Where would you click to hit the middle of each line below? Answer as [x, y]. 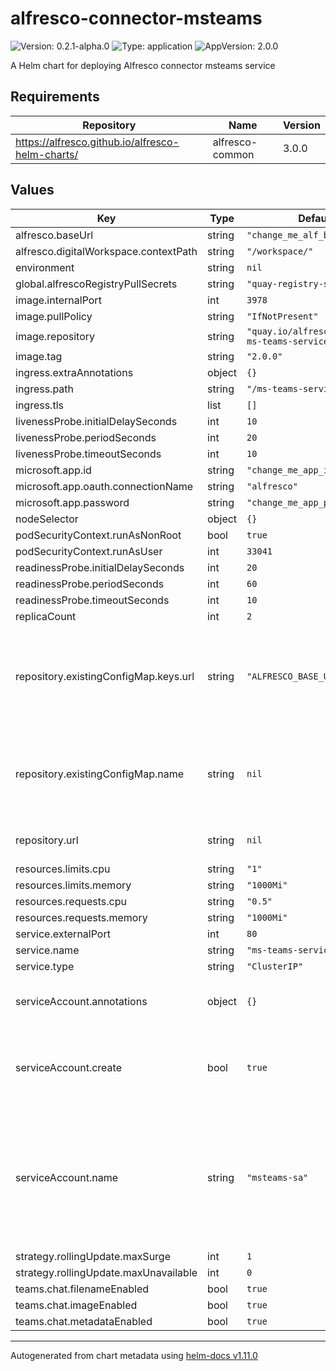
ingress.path [45, 389]
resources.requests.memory [81, 917]
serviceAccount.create [68, 1067]
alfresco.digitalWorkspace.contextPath [106, 251]
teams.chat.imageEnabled [76, 1305]
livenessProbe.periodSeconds [86, 437]
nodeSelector [47, 519]
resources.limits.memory [73, 885]
